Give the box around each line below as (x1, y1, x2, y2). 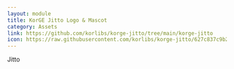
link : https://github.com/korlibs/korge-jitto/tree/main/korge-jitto (7, 29, 214, 37)
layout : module (7, 10, 52, 17)
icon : (7, 36, 23, 43)
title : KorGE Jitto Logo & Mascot (7, 17, 108, 24)
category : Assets (7, 23, 58, 30)
